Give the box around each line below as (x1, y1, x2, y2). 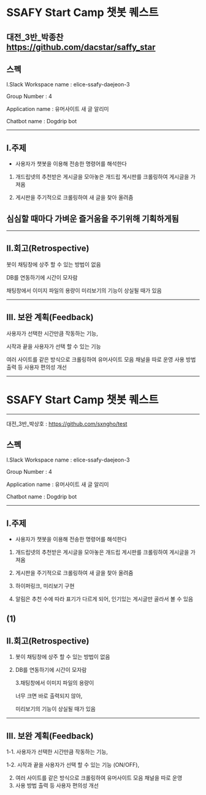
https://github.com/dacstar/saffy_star (6, 42, 156, 52)
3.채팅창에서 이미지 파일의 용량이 (15, 679, 94, 687)
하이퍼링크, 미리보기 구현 (15, 582, 75, 590)
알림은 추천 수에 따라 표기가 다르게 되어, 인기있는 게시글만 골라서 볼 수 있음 (15, 595, 194, 603)
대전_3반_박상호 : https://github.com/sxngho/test (6, 420, 128, 427)
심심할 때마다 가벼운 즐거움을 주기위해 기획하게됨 (6, 213, 179, 224)
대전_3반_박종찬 (6, 32, 64, 42)
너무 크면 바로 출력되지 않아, (15, 692, 83, 699)
